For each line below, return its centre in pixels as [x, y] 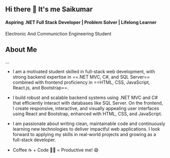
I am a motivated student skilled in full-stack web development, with [84, 72]
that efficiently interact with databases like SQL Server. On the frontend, [88, 103]
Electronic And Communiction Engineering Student [58, 34]
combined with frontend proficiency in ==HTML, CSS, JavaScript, [81, 82]
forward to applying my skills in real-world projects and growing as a [84, 135]
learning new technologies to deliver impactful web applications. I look [86, 129]
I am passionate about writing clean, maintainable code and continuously [89, 124]
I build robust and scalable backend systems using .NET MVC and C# [85, 98]
